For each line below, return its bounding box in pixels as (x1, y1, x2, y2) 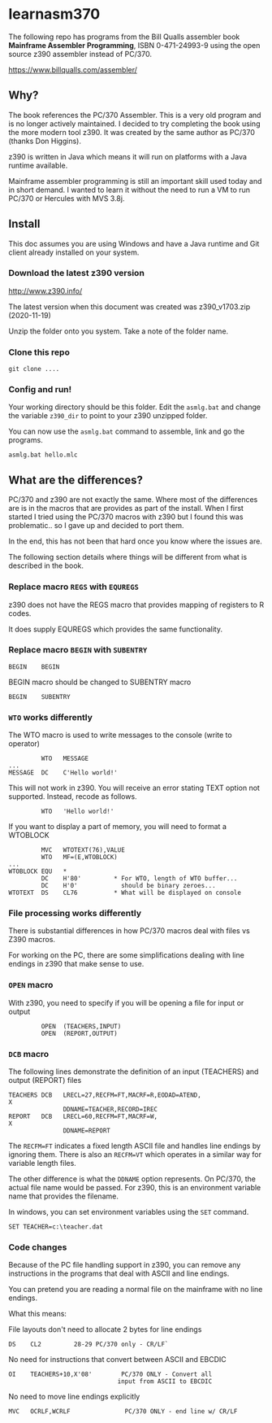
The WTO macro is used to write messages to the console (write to (8, 730, 233, 740)
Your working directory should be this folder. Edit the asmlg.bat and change (8, 402, 261, 412)
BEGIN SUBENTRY (8, 692, 71, 701)
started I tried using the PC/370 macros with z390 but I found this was (8, 512, 244, 522)
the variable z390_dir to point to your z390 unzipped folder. (8, 411, 208, 421)
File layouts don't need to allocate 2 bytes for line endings (8, 1325, 202, 1334)
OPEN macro (8, 980, 54, 991)
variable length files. (8, 1159, 77, 1168)
